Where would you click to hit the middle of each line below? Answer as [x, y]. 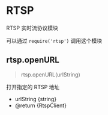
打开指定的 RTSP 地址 [33, 87]
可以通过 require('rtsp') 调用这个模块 [54, 40]
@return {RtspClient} [41, 105]
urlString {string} [36, 99]
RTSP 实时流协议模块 [32, 28]
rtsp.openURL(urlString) [51, 74]
